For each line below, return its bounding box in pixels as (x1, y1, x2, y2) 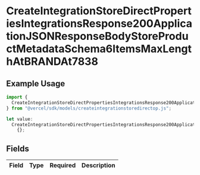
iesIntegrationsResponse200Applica (6, 17, 192, 30)
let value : (6, 116, 33, 122)
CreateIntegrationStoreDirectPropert (6, 4, 192, 18)
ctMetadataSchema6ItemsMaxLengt (6, 42, 192, 56)
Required (49, 161, 76, 170)
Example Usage (6, 79, 65, 89)
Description (81, 161, 116, 170)
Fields (6, 143, 30, 154)
